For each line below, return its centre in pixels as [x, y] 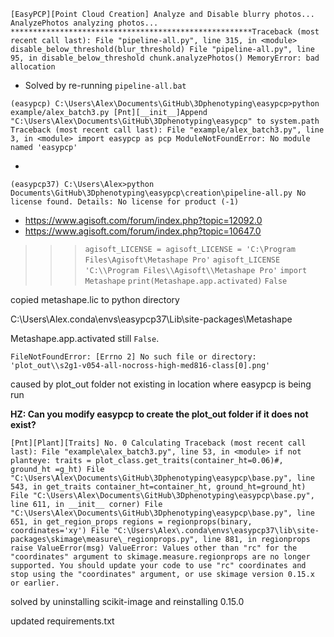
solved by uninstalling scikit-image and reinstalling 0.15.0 [127, 601]
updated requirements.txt [62, 621]
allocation [33, 67]
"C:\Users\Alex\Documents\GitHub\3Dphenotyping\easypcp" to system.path [165, 121]
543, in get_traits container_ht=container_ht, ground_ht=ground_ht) [158, 487]
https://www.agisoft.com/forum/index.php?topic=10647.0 [143, 231]
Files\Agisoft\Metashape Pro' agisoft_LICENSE [182, 260]
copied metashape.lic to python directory [95, 299]
